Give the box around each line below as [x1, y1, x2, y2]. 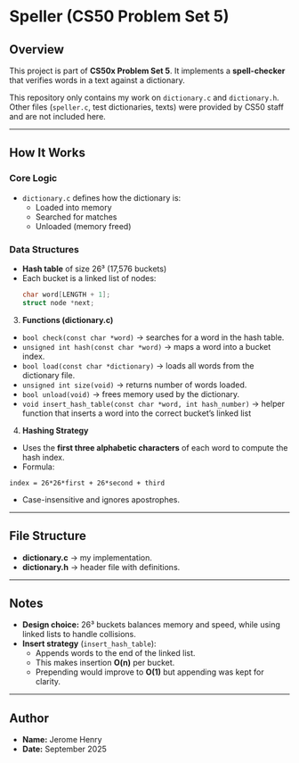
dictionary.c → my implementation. [21, 552, 153, 563]
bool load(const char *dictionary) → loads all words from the [21, 360, 255, 371]
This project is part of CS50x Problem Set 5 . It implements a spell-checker [9, 65, 286, 76]
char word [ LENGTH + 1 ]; [21, 290, 111, 299]
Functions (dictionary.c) [21, 314, 114, 325]
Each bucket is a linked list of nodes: [21, 272, 157, 283]
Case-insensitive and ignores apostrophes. [21, 493, 181, 505]
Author [9, 710, 49, 726]
